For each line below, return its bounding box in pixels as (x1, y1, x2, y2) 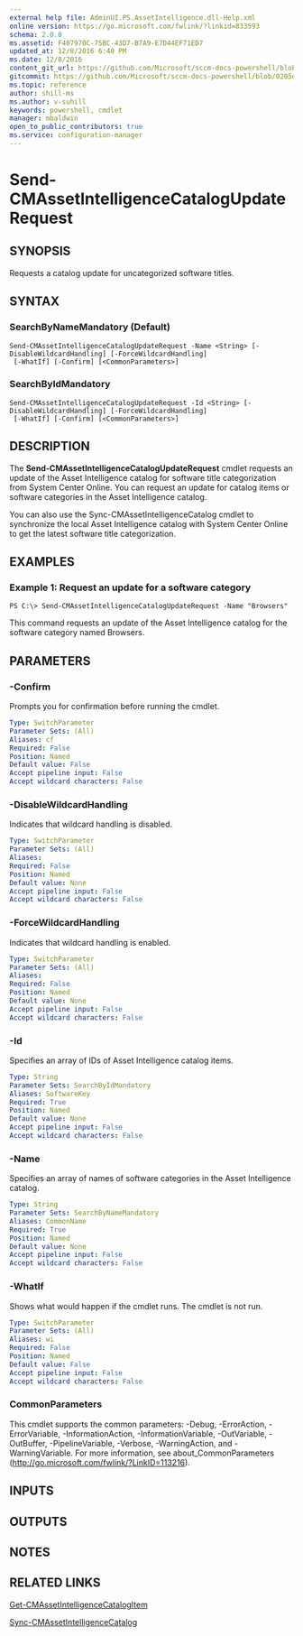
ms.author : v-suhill (9, 97, 87, 106)
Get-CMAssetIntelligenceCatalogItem (9, 1599, 149, 1610)
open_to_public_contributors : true (9, 123, 143, 132)
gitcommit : (9, 72, 50, 81)
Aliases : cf (9, 735, 54, 744)
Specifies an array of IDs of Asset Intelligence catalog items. (9, 1055, 234, 1066)
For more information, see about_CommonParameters (75, 1447, 275, 1458)
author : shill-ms (9, 88, 75, 97)
